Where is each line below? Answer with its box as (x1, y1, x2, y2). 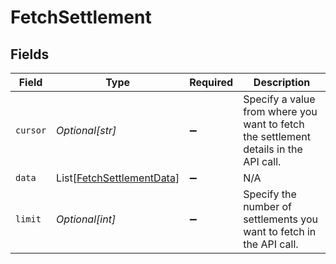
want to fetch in (243, 225, 317, 238)
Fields (10, 46, 50, 63)
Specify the (243, 187, 297, 201)
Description (253, 76, 311, 89)
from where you (243, 105, 318, 118)
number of (243, 200, 293, 213)
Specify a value (243, 92, 316, 106)
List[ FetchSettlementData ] (56, 171, 180, 185)
